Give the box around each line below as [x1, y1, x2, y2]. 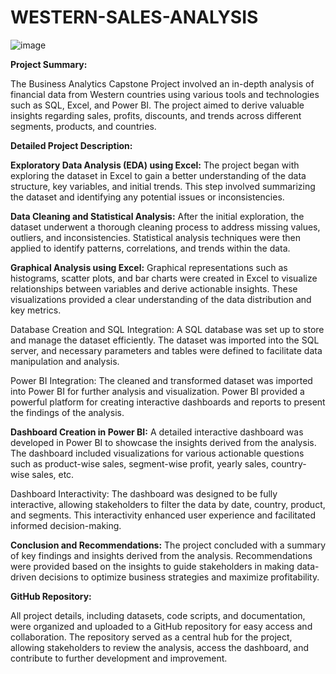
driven [10, 571, 37, 583]
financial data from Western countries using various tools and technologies [10, 88, 320, 100]
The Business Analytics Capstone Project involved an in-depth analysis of [10, 77, 315, 90]
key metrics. [10, 304, 62, 316]
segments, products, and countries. [10, 120, 157, 132]
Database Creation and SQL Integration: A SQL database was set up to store [10, 323, 325, 335]
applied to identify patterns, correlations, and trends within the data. [10, 242, 291, 254]
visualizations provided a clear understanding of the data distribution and [10, 293, 312, 305]
